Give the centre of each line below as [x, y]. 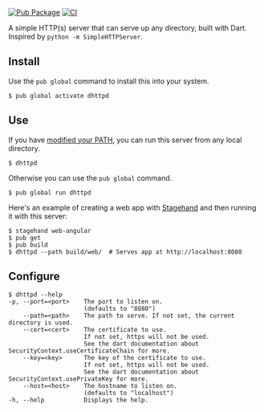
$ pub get [25, 238]
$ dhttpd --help [35, 295]
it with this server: [38, 216]
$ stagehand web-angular [50, 230]
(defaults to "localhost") [129, 394]
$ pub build [28, 245]
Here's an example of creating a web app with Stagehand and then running [132, 207]
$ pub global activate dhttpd [59, 96]
